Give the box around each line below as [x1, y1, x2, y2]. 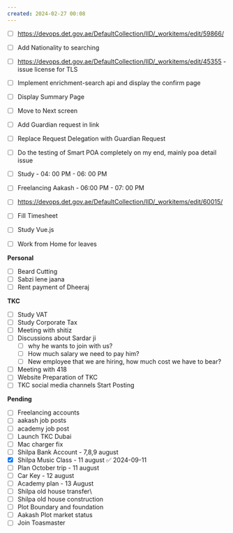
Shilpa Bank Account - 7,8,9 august [17, 447, 119, 456]
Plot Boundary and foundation [17, 503, 104, 511]
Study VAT [17, 310, 48, 318]
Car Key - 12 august [17, 471, 75, 479]
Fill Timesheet [17, 212, 58, 220]
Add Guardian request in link [17, 121, 100, 129]
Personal [7, 254, 34, 262]
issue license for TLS [17, 65, 78, 73]
